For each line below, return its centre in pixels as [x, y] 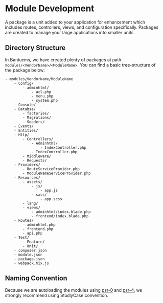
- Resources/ [27, 177]
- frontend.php [38, 229]
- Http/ [22, 135]
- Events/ [24, 126]
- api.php [33, 233]
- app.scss [51, 199]
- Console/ [25, 105]
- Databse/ [25, 109]
